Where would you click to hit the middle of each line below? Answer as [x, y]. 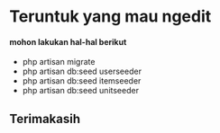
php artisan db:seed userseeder [82, 71]
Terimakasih [45, 119]
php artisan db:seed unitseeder [81, 91]
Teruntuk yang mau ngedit [110, 17]
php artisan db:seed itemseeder [82, 81]
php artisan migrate [59, 62]
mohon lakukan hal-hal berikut [68, 41]
